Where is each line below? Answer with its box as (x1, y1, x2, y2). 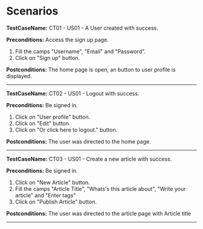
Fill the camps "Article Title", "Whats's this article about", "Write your (14, 185, 186, 192)
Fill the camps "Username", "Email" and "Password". (14, 47, 146, 55)
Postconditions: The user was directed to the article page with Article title (6, 210, 192, 217)
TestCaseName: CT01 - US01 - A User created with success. (6, 24, 159, 32)
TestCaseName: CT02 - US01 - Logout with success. (6, 90, 140, 97)
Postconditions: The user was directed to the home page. (6, 138, 151, 145)
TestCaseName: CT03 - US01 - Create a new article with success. (6, 155, 172, 162)
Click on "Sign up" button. (14, 54, 80, 61)
